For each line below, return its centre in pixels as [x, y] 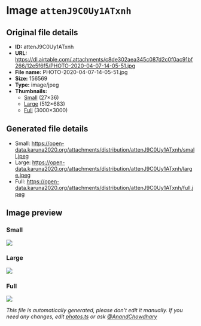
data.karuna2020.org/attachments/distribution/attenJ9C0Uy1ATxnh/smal [105, 149]
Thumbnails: [31, 91]
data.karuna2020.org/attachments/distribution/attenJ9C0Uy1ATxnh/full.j [104, 187]
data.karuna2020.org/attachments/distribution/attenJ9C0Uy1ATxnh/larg [103, 168]
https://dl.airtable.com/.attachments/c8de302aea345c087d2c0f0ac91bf [104, 59]
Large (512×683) [45, 104]
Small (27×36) [41, 97]
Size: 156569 [31, 79]
